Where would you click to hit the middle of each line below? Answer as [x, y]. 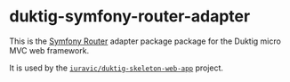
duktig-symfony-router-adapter [130, 16]
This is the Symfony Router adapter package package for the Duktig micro [145, 41]
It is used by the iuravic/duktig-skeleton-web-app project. [117, 68]
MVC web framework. [49, 50]
